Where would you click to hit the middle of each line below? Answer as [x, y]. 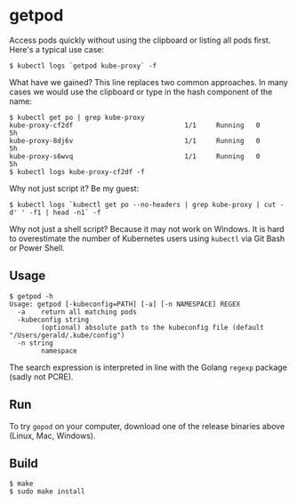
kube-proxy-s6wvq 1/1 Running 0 [135, 156]
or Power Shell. [37, 248]
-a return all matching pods [77, 312]
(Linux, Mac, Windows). [52, 436]
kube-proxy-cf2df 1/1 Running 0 [135, 125]
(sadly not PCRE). [41, 376]
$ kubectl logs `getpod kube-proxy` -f [83, 66]
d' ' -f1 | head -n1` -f [55, 212]
